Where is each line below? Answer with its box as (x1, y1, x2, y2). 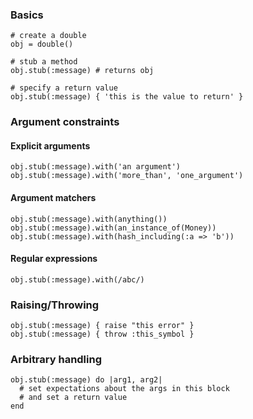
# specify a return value (10, 83, 118, 93)
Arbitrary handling (10, 353, 103, 367)
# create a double (10, 31, 87, 41)
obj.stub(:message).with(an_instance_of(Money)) (10, 223, 217, 233)
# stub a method (10, 57, 78, 67)
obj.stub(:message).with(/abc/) (10, 274, 145, 285)
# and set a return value (19, 393, 128, 403)
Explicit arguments (10, 139, 91, 152)
